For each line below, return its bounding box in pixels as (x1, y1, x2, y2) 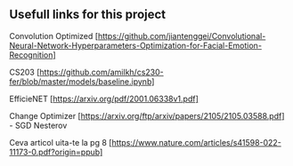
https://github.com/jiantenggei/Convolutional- (97, 30, 266, 41)
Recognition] (9, 49, 56, 60)
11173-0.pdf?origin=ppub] (9, 146, 103, 157)
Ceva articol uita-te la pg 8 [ (9, 137, 112, 147)
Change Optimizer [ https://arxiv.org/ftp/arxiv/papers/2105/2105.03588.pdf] (9, 110, 285, 121)
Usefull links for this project (9, 7, 167, 22)
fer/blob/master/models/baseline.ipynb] (9, 75, 155, 87)
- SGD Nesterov (9, 120, 68, 130)
